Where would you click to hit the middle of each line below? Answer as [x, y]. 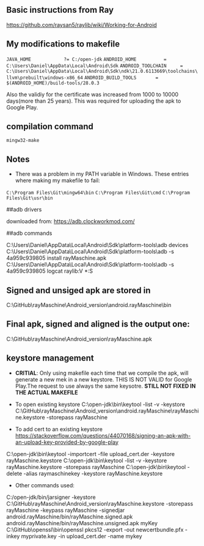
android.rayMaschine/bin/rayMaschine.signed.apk [70, 517]
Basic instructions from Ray [60, 10]
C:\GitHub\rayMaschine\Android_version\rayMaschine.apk [79, 339]
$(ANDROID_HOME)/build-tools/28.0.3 [53, 83]
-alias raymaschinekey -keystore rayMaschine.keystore [93, 473]
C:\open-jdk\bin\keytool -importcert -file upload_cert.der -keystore [91, 454]
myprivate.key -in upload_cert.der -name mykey [82, 536]
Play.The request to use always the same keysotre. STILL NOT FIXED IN [105, 386]
